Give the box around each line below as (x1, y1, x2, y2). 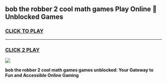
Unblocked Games (5, 13, 64, 21)
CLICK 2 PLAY (5, 46, 40, 53)
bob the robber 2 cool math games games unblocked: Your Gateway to (5, 67, 154, 73)
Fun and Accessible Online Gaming (5, 72, 79, 78)
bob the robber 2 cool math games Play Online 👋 (5, 5, 157, 13)
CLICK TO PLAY (5, 28, 44, 35)
